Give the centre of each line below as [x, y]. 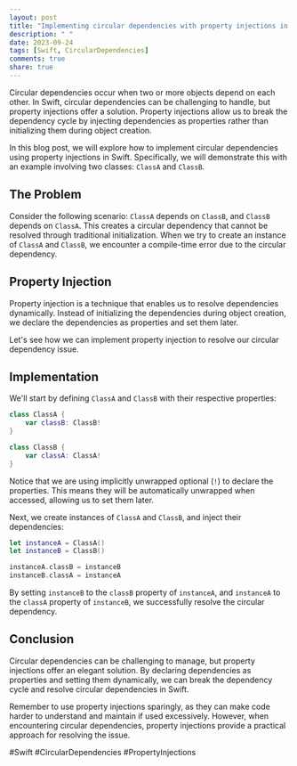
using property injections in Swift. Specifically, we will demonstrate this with [148, 157]
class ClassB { [37, 447]
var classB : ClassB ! [63, 423]
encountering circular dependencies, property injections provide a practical [148, 725]
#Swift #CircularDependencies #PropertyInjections [103, 752]
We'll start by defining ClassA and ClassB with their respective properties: [143, 398]
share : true [31, 68]
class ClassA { [37, 415]
